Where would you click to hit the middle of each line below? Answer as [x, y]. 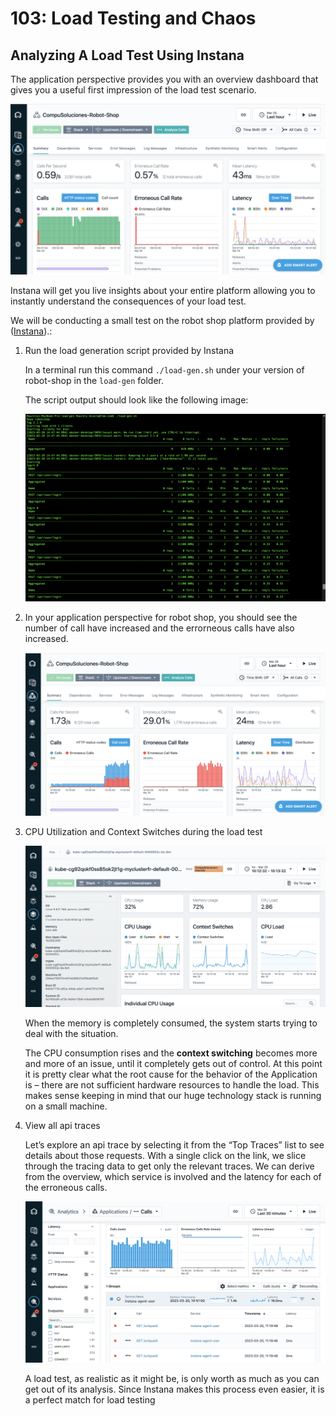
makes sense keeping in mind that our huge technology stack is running [173, 1095]
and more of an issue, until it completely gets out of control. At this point [173, 1063]
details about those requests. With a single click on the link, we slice [165, 1155]
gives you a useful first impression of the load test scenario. [133, 90]
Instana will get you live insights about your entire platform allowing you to [163, 290]
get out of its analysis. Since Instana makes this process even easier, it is [174, 1389]
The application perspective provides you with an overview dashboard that [164, 79]
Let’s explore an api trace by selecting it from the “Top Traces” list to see [174, 1144]
